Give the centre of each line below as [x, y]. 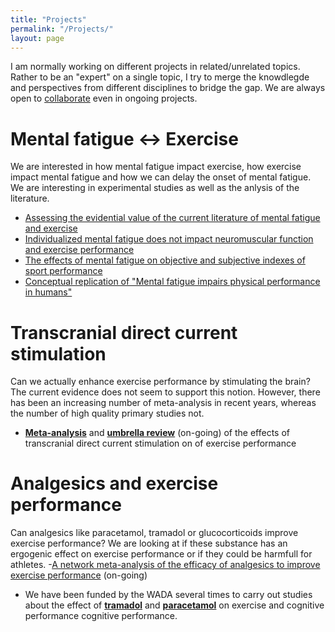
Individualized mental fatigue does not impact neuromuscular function [169, 239]
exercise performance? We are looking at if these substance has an [149, 543]
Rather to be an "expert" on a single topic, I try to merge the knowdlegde [160, 77]
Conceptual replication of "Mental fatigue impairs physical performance [172, 282]
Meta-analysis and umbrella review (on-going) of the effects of [157, 433]
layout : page [37, 38]
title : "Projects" [48, 19]
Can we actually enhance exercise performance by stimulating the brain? [160, 382]
